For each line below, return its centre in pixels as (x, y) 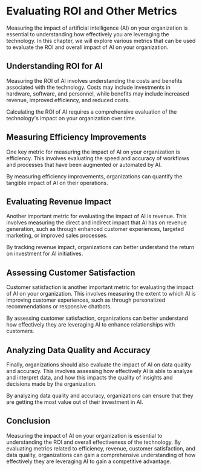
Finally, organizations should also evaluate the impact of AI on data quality (99, 365)
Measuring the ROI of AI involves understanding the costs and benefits (94, 80)
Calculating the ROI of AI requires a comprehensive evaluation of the (92, 112)
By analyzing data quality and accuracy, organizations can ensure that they (100, 395)
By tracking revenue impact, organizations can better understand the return (100, 247)
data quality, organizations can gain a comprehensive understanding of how (101, 455)
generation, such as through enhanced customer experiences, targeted (95, 229)
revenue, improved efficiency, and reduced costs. (68, 100)
